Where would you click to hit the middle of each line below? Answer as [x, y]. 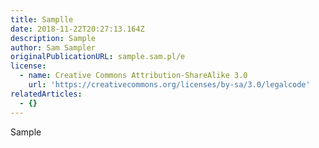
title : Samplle [42, 19]
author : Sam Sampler [53, 47]
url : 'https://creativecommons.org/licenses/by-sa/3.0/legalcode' [169, 85]
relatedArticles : [46, 94]
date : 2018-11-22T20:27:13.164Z [77, 29]
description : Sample [53, 38]
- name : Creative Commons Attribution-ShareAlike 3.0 [133, 76]
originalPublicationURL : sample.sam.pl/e [98, 57]
